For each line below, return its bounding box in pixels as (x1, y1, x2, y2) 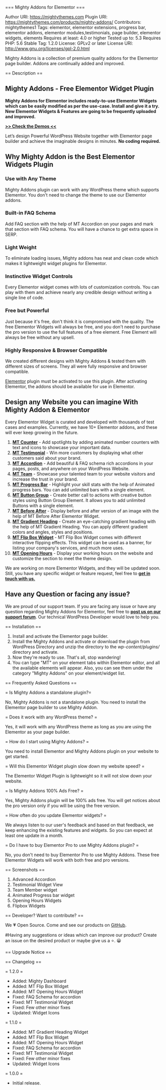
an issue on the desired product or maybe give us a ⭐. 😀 (5, 937, 121, 943)
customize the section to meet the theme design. (12, 555, 112, 561)
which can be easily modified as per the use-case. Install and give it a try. (5, 103, 160, 109)
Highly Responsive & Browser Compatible (5, 347, 108, 354)
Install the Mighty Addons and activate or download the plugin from (12, 638, 150, 644)
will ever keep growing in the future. (5, 429, 79, 435)
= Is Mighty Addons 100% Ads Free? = (5, 788, 84, 793)
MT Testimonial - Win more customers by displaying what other (12, 450, 144, 456)
